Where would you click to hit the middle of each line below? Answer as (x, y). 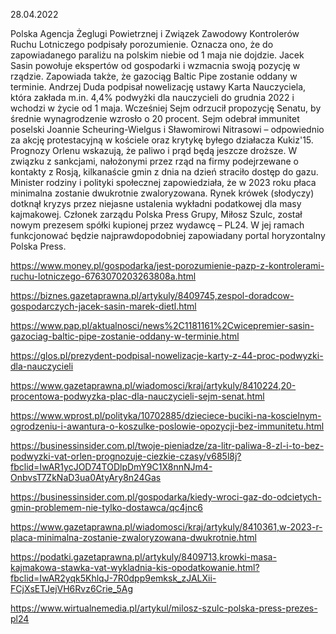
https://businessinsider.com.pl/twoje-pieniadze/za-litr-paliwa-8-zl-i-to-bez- (167, 445)
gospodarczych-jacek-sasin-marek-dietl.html (103, 306)
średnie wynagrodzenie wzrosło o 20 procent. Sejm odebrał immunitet (155, 118)
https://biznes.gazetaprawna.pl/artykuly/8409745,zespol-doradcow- (152, 295)
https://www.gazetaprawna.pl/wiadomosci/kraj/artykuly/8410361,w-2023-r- (166, 527)
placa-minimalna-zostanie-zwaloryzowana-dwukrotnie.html (133, 537)
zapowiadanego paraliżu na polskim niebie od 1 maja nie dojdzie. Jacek (157, 55)
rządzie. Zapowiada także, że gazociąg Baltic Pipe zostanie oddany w (154, 76)
